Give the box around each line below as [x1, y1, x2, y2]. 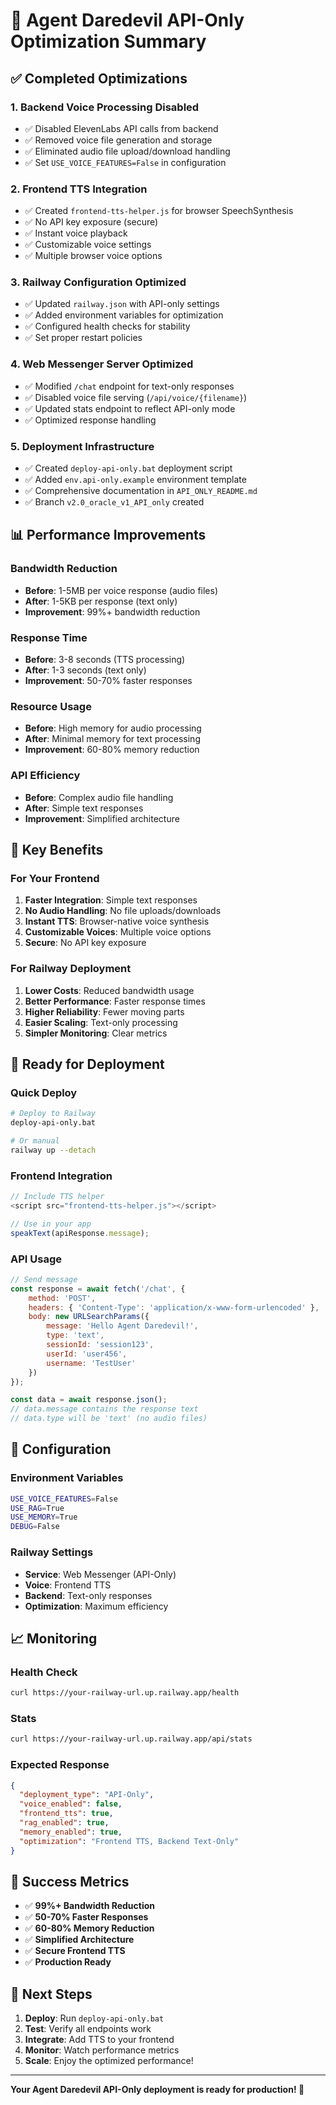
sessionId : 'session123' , [46, 1340, 155, 1350]
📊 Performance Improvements [10, 527, 207, 544]
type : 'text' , [46, 1330, 105, 1341]
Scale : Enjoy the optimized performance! [24, 2055, 194, 2067]
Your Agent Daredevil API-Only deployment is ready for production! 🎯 [10, 2084, 305, 2096]
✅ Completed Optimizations [10, 70, 188, 87]
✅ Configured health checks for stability [24, 320, 191, 333]
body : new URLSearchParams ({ [28, 1312, 150, 1322]
